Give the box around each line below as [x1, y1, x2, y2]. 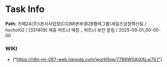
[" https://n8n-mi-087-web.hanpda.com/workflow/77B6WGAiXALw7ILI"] [12, 56, 162, 62]
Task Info [5, 3, 45, 15]
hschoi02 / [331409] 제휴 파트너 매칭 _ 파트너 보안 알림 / [5, 26, 118, 33]
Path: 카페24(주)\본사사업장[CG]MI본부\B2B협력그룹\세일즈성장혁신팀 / [5, 20, 147, 26]
